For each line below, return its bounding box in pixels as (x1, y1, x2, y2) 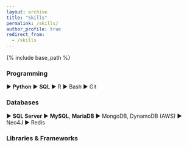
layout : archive (6, 9, 48, 15)
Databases (6, 98, 39, 107)
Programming (6, 69, 48, 77)
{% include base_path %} (6, 54, 71, 61)
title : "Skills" (6, 15, 48, 21)
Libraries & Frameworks (6, 134, 78, 142)
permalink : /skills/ (6, 20, 59, 26)
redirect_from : (6, 32, 45, 38)
